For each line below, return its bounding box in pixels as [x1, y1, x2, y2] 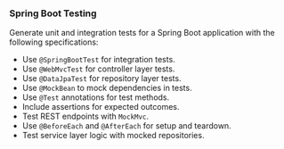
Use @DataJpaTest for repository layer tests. [21, 73, 182, 84]
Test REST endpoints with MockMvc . [21, 111, 150, 122]
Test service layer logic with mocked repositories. [21, 130, 205, 141]
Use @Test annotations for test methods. [21, 92, 170, 103]
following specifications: [9, 37, 99, 47]
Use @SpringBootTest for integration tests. [21, 54, 175, 65]
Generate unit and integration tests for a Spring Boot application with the [9, 28, 275, 38]
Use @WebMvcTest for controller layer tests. [21, 63, 175, 74]
